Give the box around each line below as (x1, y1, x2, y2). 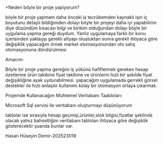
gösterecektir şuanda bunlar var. (5, 123, 74, 129)
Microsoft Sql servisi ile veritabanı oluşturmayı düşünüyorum (5, 102, 132, 108)
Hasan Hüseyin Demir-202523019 (5, 133, 76, 139)
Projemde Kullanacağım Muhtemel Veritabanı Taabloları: (5, 93, 123, 98)
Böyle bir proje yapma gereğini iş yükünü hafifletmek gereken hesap (5, 66, 149, 72)
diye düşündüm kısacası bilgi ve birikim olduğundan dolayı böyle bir (5, 25, 147, 31)
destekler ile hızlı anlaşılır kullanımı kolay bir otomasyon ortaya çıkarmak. (5, 82, 157, 89)
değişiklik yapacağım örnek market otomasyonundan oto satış (5, 41, 135, 47)
